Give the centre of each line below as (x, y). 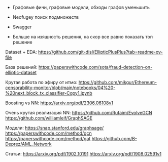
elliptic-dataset (21, 72)
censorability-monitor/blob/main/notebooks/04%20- (60, 88)
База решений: (21, 67)
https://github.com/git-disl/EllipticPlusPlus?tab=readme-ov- (100, 52)
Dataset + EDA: (21, 52)
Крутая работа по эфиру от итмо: (41, 82)
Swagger (22, 27)
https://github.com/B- (114, 138)
